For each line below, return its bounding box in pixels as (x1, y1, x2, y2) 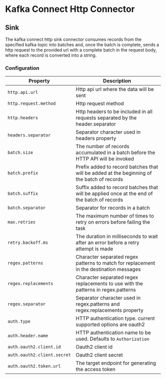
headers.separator (7, 133, 51, 138)
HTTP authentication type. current (76, 315, 155, 322)
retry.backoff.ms (7, 240, 48, 245)
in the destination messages (76, 266, 141, 273)
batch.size (7, 150, 33, 155)
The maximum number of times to (76, 213, 154, 220)
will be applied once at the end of (76, 190, 153, 197)
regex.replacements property (76, 307, 144, 314)
